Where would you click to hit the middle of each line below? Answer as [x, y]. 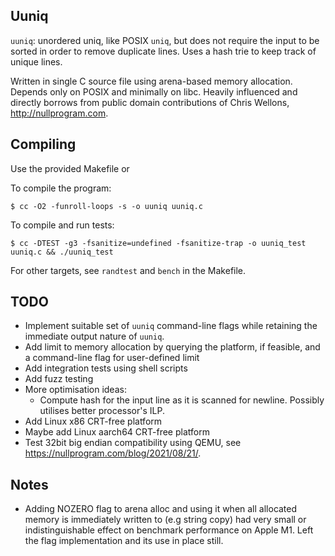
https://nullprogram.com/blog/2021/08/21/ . [113, 453]
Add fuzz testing [59, 379]
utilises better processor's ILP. [102, 411]
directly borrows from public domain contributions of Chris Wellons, [150, 102]
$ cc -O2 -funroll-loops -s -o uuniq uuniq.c [106, 206]
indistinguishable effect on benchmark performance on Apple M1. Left [169, 530]
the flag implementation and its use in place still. [124, 541]
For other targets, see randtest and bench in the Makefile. [128, 270]
